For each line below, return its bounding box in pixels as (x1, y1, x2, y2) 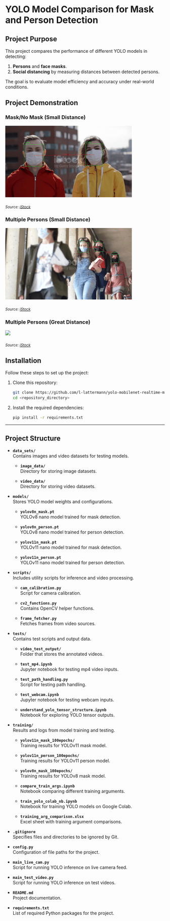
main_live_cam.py (12, 860, 50, 865)
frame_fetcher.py (20, 616, 57, 621)
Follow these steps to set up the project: (5, 370, 89, 376)
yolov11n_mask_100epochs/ (20, 738, 75, 743)
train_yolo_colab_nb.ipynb (20, 799, 77, 804)
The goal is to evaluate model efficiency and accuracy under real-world (5, 79, 154, 84)
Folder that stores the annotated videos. (20, 651, 104, 657)
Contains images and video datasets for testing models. (12, 453, 129, 459)
